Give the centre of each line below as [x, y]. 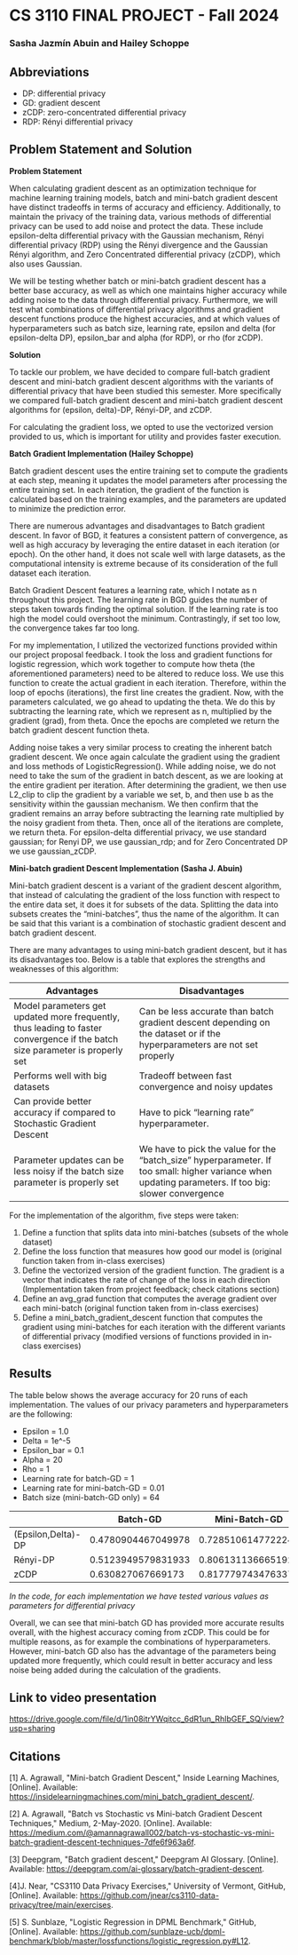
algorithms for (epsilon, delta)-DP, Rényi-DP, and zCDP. [111, 409]
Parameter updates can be [69, 1160]
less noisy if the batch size [69, 1171]
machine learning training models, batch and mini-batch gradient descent [143, 197]
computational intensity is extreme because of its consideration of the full [144, 563]
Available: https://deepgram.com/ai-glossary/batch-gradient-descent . [137, 1869]
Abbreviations [49, 72]
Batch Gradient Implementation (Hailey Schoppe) [102, 453]
